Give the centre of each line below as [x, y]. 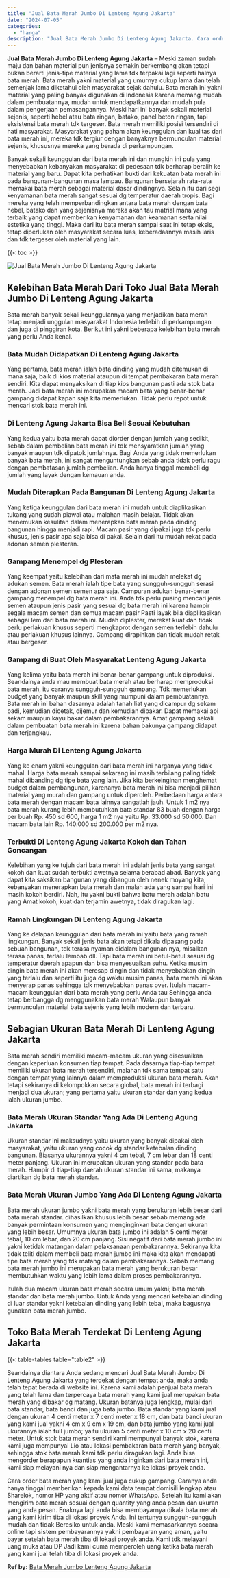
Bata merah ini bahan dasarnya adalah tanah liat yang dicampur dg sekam [111, 704]
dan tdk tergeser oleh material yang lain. [64, 239]
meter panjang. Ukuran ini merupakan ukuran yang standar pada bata [105, 1163]
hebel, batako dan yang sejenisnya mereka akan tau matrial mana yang [107, 210]
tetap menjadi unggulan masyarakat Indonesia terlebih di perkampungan [109, 321]
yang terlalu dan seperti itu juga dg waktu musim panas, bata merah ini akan [115, 978]
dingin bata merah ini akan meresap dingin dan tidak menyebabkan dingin [111, 971]
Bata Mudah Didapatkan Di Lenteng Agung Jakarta [93, 354]
